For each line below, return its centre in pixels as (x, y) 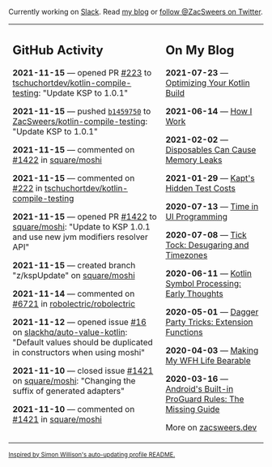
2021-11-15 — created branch (74, 265)
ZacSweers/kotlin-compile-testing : (80, 121)
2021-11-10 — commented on (74, 409)
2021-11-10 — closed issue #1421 (83, 371)
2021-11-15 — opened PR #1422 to (85, 216)
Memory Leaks (194, 160)
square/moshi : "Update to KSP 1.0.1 (82, 226)
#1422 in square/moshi (57, 160)
